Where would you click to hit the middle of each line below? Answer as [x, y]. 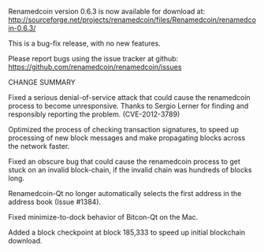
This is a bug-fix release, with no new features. [85, 43]
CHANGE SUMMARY [42, 82]
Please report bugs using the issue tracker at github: [93, 59]
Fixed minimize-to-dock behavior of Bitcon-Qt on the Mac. [103, 217]
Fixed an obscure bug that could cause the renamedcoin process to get [124, 161]
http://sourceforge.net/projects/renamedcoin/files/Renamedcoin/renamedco [132, 20]
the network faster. [39, 146]
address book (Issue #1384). [54, 202]
